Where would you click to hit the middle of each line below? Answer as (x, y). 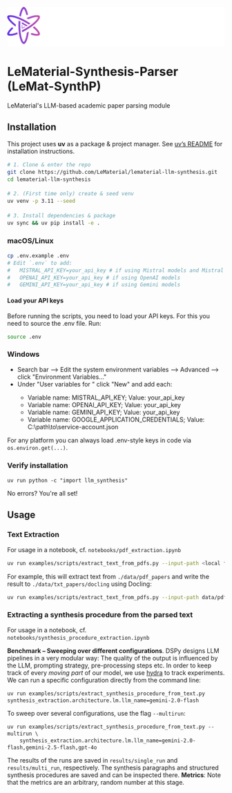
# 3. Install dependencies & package (61, 215)
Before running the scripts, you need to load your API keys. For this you (109, 316)
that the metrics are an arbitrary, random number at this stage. (96, 782)
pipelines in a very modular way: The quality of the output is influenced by (113, 658)
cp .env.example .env (38, 255)
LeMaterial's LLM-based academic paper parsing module (89, 105)
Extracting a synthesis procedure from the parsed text (100, 615)
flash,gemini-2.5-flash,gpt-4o (52, 747)
